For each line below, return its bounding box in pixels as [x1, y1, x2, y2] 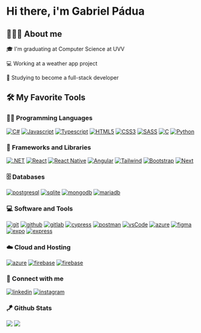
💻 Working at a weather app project [6, 60, 98, 67]
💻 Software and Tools [6, 204, 73, 213]
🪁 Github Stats [6, 304, 52, 313]
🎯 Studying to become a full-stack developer [6, 74, 119, 81]
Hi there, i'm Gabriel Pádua [6, 4, 145, 18]
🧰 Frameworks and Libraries [6, 143, 92, 151]
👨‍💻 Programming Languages [6, 114, 93, 122]
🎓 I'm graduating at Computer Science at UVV [6, 45, 125, 53]
